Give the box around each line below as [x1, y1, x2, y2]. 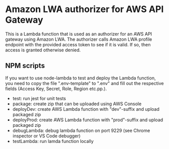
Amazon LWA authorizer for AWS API [5, 4, 164, 15]
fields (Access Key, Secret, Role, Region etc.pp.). [5, 86, 107, 92]
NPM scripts [5, 61, 45, 70]
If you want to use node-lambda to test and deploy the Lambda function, [5, 74, 156, 81]
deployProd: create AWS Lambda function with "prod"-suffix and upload [12, 117, 163, 123]
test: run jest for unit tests [12, 95, 67, 101]
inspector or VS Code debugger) [12, 132, 81, 139]
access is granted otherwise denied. [5, 47, 81, 53]
